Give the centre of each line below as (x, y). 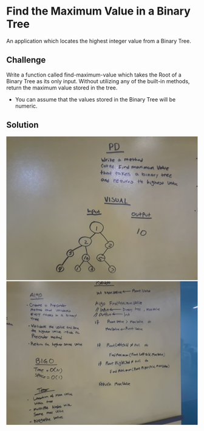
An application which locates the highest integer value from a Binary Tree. (99, 41)
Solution (22, 125)
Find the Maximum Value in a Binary (99, 11)
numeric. (26, 106)
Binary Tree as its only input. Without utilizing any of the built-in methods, (98, 81)
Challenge (26, 60)
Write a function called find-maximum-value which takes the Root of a (94, 75)
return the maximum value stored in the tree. (62, 88)
